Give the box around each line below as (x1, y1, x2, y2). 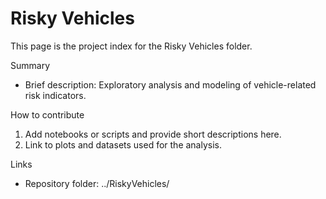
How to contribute (10, 108, 85, 121)
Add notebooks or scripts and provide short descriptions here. (24, 128, 282, 140)
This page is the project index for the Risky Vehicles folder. (10, 40, 253, 52)
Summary (10, 59, 51, 71)
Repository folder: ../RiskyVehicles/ (24, 177, 170, 189)
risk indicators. (24, 89, 87, 101)
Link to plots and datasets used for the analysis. (24, 138, 223, 151)
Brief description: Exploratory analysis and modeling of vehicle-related (24, 78, 317, 91)
